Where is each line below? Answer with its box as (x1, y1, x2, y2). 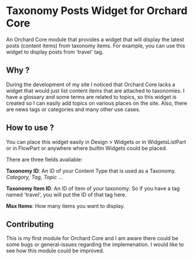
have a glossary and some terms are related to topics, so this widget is (6, 93, 177, 100)
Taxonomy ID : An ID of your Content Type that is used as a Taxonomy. (6, 167, 177, 174)
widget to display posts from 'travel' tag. (6, 48, 104, 55)
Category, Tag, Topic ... (6, 173, 63, 180)
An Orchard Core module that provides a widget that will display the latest (6, 36, 185, 43)
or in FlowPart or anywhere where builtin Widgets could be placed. (6, 145, 167, 152)
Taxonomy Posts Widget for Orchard (6, 4, 188, 18)
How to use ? (6, 123, 55, 133)
